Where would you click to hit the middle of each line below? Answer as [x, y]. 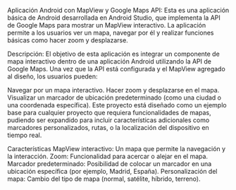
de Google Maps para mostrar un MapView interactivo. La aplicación [107, 25]
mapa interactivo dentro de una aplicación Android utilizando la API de [109, 61]
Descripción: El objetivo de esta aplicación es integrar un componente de [113, 54]
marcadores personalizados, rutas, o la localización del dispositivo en [108, 127]
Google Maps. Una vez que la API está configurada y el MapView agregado [116, 69]
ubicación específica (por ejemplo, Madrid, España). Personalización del [112, 171]
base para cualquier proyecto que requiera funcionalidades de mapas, [109, 113]
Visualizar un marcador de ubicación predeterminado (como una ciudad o [114, 97]
